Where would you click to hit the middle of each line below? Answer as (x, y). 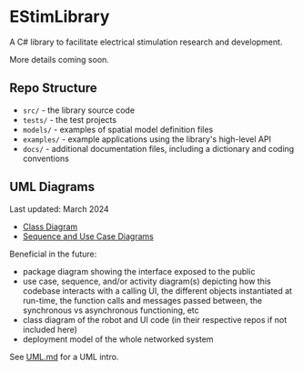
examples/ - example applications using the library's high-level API (146, 139)
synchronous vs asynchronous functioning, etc (111, 310)
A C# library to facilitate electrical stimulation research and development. (146, 42)
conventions (46, 158)
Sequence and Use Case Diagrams (88, 236)
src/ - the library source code (78, 110)
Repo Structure (53, 88)
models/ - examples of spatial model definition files (118, 129)
